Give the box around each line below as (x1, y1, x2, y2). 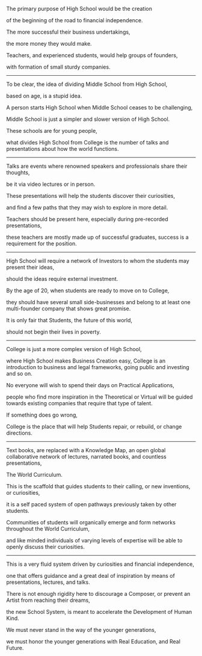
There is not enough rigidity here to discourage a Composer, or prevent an (6, 590, 191, 597)
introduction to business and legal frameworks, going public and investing (6, 364, 189, 370)
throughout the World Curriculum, (6, 526, 90, 532)
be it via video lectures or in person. (6, 180, 96, 188)
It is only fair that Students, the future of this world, (6, 317, 133, 323)
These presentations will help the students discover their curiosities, (6, 192, 176, 199)
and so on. (6, 370, 33, 377)
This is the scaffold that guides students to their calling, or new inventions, (6, 483, 191, 489)
